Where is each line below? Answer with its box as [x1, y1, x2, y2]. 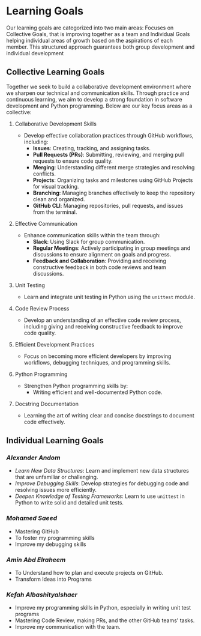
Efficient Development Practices [14, 341, 95, 348]
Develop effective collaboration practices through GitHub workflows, [23, 132, 194, 139]
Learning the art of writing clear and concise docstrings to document [23, 411, 195, 419]
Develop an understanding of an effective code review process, [23, 316, 181, 324]
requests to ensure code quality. [32, 157, 113, 165]
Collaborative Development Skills [14, 120, 97, 127]
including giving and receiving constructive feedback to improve [23, 323, 183, 330]
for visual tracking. [32, 183, 79, 190]
